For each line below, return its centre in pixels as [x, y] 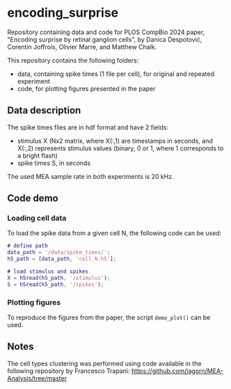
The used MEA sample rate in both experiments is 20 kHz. [90, 176]
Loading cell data [37, 219]
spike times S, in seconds [54, 163]
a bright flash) [37, 155]
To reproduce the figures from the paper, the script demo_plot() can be [109, 317]
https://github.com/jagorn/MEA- [177, 371]
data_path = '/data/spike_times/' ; [59, 253]
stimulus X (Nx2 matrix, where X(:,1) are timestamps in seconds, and [115, 141]
